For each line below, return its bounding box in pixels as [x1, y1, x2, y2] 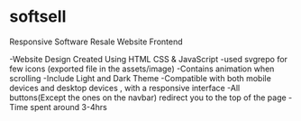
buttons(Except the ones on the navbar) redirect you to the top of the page [9, 92, 287, 103]
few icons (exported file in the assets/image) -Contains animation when [9, 63, 275, 74]
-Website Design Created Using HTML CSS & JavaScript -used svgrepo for [9, 53, 288, 64]
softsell [9, 6, 67, 27]
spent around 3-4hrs [30, 101, 108, 112]
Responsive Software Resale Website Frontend [9, 36, 183, 47]
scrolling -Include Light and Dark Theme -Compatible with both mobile [9, 72, 272, 83]
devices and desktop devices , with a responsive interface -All [9, 82, 241, 93]
